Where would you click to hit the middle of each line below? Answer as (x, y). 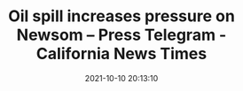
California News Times (121, 54)
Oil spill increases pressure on (121, 16)
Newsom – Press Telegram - (121, 35)
